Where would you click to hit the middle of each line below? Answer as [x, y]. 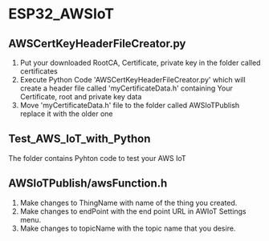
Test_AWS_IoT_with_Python [79, 139]
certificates [39, 71]
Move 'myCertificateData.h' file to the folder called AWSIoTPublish [130, 105]
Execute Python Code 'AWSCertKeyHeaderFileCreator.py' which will [133, 80]
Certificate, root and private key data [81, 96]
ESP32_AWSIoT [61, 14]
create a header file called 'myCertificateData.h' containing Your [126, 88]
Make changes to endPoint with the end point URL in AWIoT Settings [133, 211]
